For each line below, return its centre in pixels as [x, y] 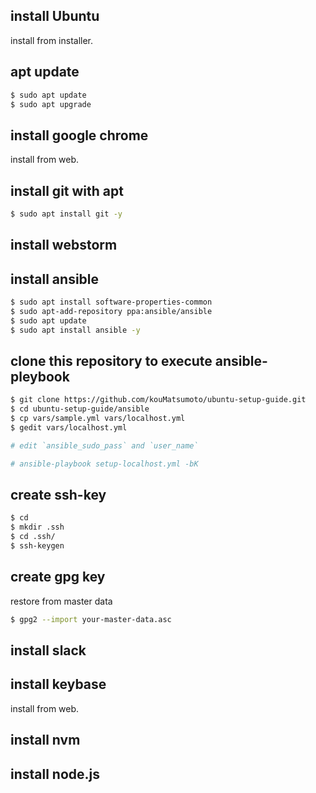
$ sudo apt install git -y [66, 214]
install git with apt [67, 190]
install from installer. [52, 40]
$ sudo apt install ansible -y [75, 330]
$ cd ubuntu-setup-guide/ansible [80, 409]
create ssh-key [58, 495]
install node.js [55, 774]
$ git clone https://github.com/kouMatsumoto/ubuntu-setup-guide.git [158, 400]
